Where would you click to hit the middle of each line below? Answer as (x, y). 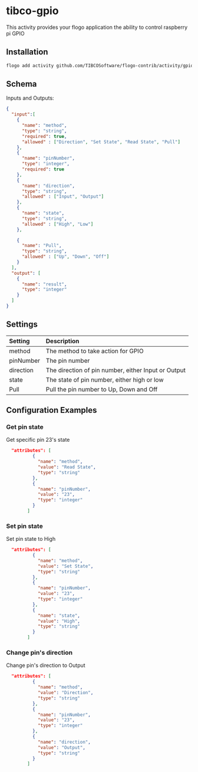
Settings (22, 325)
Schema (22, 84)
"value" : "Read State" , (67, 467)
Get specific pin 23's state (38, 440)
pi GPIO (15, 33)
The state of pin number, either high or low (105, 380)
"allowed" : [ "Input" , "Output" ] (63, 197)
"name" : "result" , (44, 284)
